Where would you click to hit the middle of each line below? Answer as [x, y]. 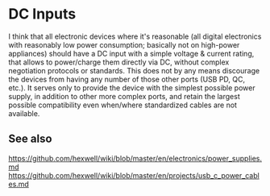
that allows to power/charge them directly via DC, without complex [119, 62]
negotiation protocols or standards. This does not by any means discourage [134, 70]
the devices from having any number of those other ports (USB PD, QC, [127, 79]
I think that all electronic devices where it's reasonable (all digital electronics [135, 36]
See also [30, 139]
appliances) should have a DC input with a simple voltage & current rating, [131, 53]
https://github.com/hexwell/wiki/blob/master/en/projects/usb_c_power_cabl [134, 175]
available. [24, 113]
